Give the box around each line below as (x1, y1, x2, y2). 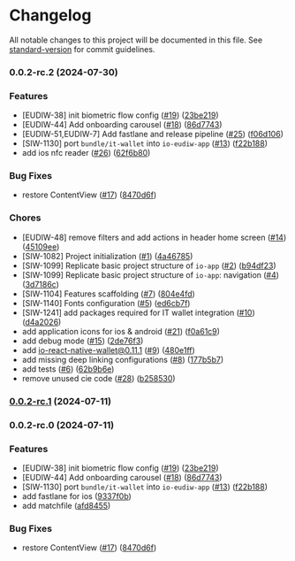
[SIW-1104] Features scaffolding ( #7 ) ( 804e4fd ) (21, 288, 196, 299)
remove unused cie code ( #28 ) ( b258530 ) (21, 373, 176, 383)
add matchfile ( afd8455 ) (21, 500, 111, 511)
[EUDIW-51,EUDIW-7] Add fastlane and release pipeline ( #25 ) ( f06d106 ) (21, 129, 284, 140)
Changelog (9, 5, 92, 26)
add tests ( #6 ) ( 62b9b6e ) (21, 364, 115, 374)
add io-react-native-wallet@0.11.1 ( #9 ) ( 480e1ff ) (21, 344, 196, 355)
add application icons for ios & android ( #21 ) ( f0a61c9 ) (21, 326, 221, 336)
